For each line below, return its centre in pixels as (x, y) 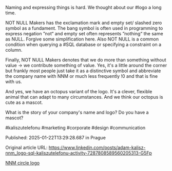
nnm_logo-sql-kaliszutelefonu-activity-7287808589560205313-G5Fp (79, 153)
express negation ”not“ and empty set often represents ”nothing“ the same (84, 34)
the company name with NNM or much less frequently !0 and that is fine (82, 76)
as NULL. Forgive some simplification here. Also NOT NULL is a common (82, 39)
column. (14, 50)
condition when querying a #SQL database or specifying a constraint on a (83, 45)
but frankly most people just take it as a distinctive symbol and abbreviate (83, 71)
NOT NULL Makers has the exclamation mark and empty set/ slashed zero (84, 23)
